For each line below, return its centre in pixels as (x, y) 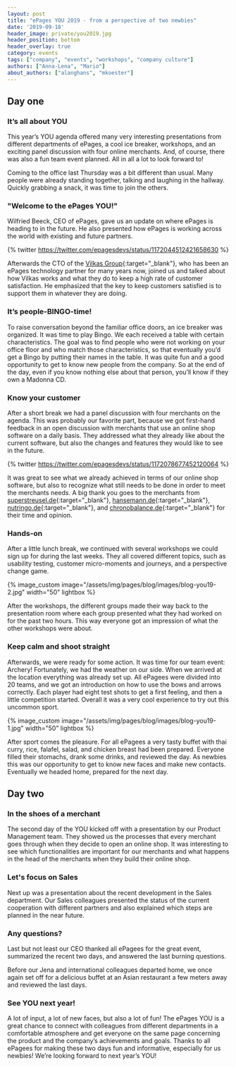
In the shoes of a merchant (54, 813)
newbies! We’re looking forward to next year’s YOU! (82, 1056)
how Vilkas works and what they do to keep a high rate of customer (105, 278)
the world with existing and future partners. (70, 236)
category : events (33, 54)
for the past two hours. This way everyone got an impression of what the (113, 621)
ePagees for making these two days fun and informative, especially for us (114, 1048)
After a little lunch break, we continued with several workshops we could (113, 549)
